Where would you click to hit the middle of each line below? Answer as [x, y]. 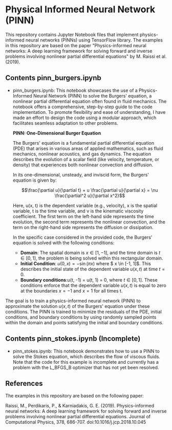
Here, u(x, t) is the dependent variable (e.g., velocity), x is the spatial [85, 205]
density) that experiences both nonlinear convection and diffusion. [83, 165]
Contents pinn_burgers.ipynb [53, 78]
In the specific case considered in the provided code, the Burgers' [82, 237]
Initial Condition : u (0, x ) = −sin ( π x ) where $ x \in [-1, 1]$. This [85, 263]
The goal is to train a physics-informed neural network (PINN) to [73, 301]
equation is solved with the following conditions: [63, 243]
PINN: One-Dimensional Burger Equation [57, 133]
